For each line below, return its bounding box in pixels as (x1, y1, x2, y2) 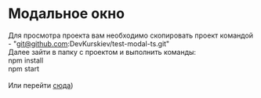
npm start (8, 64, 40, 73)
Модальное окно (8, 5, 125, 23)
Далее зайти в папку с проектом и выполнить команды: (8, 47, 197, 56)
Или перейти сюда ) (8, 80, 74, 90)
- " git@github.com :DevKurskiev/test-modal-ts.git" (8, 38, 170, 48)
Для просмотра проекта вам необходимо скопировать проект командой (8, 31, 253, 40)
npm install (8, 56, 44, 65)
